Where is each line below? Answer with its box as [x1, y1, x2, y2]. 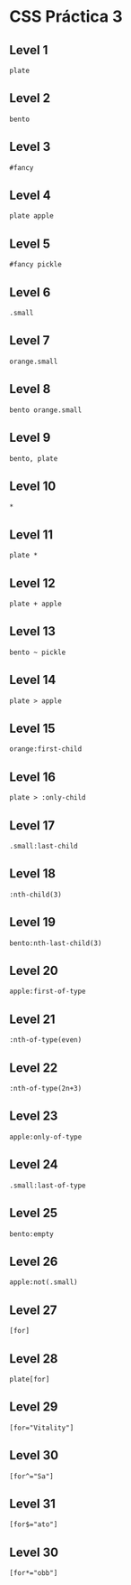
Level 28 [9, 1351, 58, 1366]
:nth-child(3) [9, 890, 63, 899]
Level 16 [9, 769, 57, 784]
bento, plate [9, 454, 58, 463]
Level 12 [9, 576, 56, 591]
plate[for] [9, 1374, 50, 1383]
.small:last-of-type [9, 1181, 87, 1190]
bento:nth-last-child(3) [9, 938, 102, 948]
